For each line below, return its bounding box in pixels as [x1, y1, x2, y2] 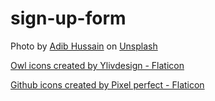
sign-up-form [10, 7, 127, 30]
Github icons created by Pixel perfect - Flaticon [10, 78, 205, 91]
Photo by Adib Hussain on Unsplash [10, 40, 158, 52]
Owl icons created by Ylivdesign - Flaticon [10, 59, 185, 71]
